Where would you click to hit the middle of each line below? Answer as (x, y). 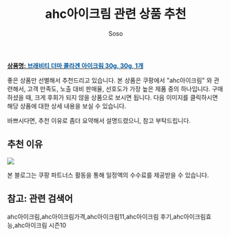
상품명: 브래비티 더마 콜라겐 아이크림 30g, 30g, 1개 (75, 65)
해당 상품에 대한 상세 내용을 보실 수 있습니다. (67, 106)
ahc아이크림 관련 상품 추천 (116, 14)
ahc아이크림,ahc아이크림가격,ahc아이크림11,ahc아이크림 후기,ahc (95, 216)
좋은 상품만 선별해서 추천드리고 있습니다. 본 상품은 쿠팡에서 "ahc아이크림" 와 (109, 80)
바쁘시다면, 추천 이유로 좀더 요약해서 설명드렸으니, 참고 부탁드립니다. (99, 120)
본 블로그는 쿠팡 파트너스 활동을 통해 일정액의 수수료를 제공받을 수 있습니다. (108, 175)
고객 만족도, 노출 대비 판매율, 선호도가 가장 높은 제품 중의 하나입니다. (119, 88)
